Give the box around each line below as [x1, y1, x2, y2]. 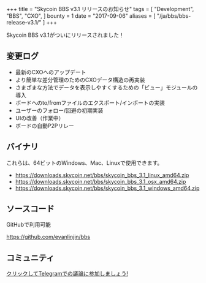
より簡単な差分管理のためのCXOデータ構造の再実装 [15, 76, 145, 83]
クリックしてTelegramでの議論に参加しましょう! [6, 270, 129, 277]
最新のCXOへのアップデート [15, 68, 86, 75]
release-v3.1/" [6, 19, 42, 26]
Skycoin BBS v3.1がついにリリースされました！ [6, 31, 124, 39]
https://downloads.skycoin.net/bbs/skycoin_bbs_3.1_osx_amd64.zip [15, 178, 186, 185]
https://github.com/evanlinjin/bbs [6, 233, 91, 241]
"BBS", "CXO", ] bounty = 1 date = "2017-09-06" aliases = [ [6, 12, 156, 20]
